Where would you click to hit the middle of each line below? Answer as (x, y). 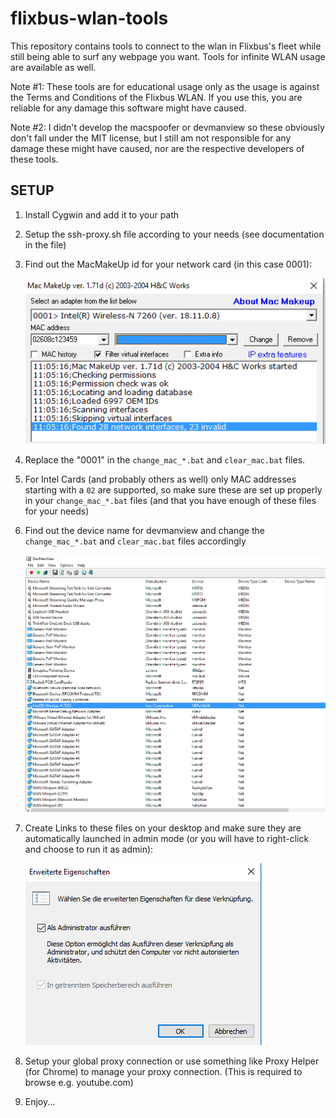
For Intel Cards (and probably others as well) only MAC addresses (160, 479)
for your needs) (57, 511)
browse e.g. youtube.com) (79, 1083)
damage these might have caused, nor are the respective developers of (157, 148)
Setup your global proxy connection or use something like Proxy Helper (172, 1061)
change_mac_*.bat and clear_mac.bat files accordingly (135, 541)
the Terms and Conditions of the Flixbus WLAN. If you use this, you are (156, 97)
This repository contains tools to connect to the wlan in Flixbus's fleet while (166, 46)
